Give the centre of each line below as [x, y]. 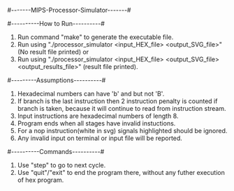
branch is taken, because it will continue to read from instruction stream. [122, 108]
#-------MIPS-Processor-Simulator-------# [69, 10]
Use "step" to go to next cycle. [61, 165]
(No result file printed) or [53, 52]
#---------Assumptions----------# [57, 80]
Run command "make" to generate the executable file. [95, 37]
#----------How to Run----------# [56, 23]
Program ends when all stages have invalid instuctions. [96, 123]
